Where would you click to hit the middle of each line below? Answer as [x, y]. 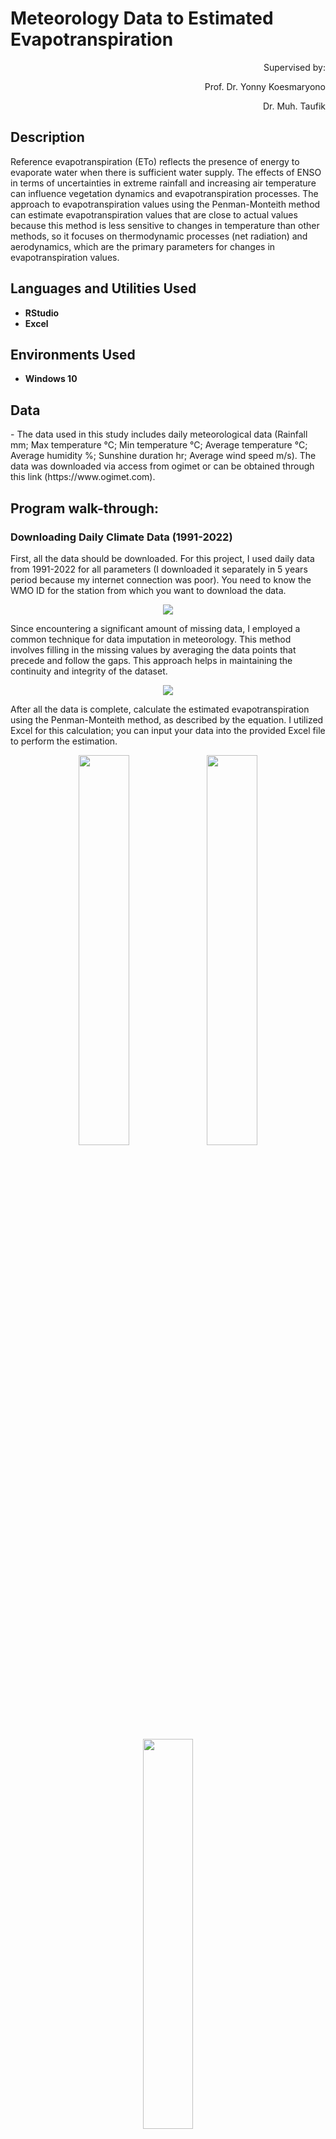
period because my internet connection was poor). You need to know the [161, 579]
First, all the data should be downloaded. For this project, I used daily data [162, 558]
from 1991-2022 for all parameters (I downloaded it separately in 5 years [159, 569]
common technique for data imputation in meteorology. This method [151, 639]
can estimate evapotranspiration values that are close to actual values [154, 214]
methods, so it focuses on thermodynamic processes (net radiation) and [159, 236]
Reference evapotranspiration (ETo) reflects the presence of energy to [155, 161]
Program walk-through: [85, 508]
